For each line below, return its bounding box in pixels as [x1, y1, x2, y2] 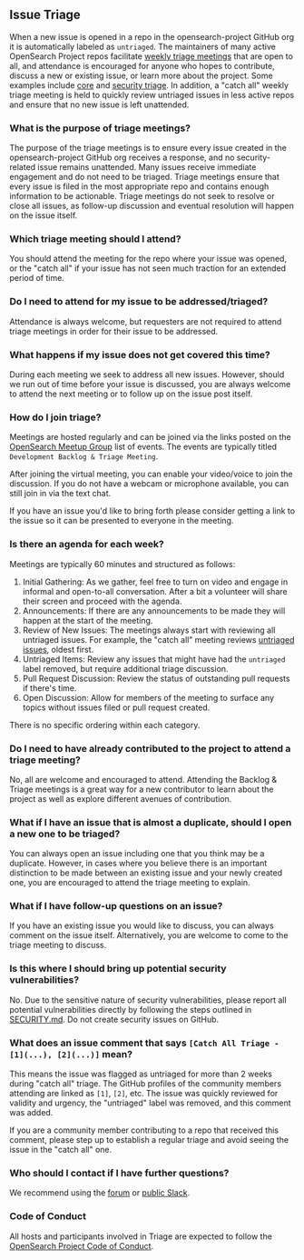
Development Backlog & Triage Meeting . [9, 451, 159, 462]
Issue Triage [9, 7, 82, 23]
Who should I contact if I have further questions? [9, 1167, 230, 1179]
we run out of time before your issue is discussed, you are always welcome [9, 379, 291, 389]
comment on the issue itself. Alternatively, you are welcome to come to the [9, 930, 289, 941]
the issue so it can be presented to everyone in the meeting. [9, 515, 234, 526]
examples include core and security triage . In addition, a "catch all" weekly [9, 79, 289, 90]
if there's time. [22, 682, 77, 694]
